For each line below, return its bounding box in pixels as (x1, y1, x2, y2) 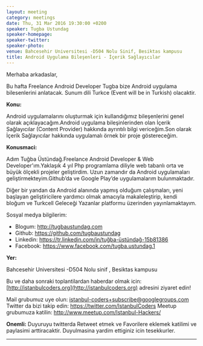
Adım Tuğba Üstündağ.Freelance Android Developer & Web (6, 155, 154, 163)
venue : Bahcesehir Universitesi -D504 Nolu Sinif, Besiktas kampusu (6, 49, 182, 55)
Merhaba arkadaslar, (6, 70, 58, 78)
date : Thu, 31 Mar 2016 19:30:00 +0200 (6, 20, 107, 26)
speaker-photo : (6, 43, 45, 49)
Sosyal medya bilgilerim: (6, 211, 68, 219)
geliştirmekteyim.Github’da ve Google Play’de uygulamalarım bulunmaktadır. (6, 174, 195, 182)
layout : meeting (6, 8, 47, 15)
